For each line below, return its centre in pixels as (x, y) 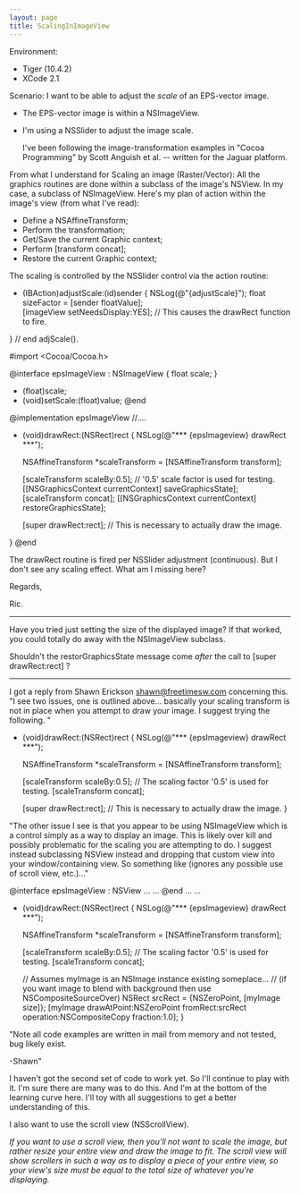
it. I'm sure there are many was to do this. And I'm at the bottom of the (138, 1088)
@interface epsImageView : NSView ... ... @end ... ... (105, 890)
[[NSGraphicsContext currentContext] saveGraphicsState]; (130, 488)
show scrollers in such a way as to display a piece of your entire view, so (144, 1160)
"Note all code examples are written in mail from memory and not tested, (143, 1034)
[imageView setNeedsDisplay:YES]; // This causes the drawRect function (156, 312)
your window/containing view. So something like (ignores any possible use (146, 863)
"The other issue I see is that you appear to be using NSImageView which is (149, 826)
